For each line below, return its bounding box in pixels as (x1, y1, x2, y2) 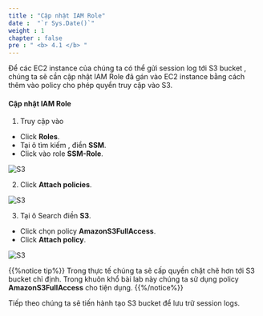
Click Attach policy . (19, 235, 87, 245)
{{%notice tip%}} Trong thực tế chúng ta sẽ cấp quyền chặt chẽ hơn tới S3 (8, 266, 255, 276)
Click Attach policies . (19, 180, 92, 190)
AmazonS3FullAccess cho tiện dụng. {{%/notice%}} (8, 283, 184, 293)
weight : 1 (8, 26, 45, 34)
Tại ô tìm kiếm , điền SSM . (19, 141, 107, 150)
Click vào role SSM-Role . (19, 149, 104, 158)
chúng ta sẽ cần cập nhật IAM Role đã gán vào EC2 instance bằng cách (8, 72, 245, 82)
